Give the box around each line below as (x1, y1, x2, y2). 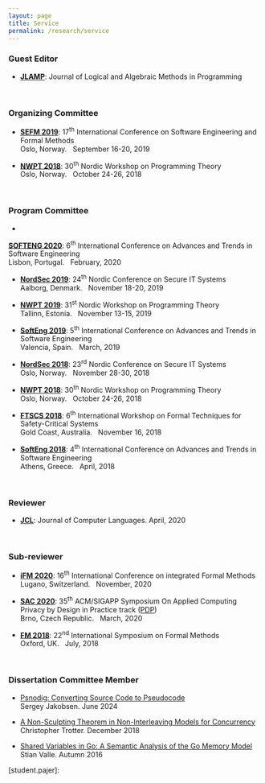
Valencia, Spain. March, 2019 (19, 343, 120, 352)
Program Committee (8, 205, 89, 216)
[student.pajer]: (8, 765, 60, 775)
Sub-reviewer (8, 551, 63, 563)
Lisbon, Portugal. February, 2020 (8, 258, 122, 267)
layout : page (8, 11, 52, 20)
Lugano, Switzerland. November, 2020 (19, 579, 153, 589)
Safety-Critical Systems (19, 419, 99, 429)
